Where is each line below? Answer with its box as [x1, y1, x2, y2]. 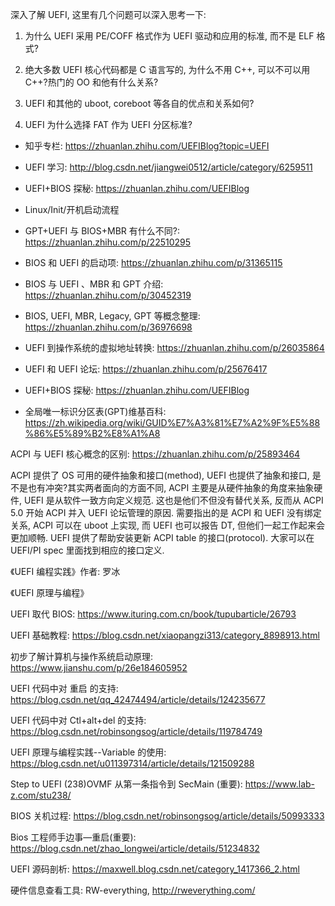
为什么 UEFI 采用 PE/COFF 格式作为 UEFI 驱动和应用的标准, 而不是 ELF [24, 30, 315, 42]
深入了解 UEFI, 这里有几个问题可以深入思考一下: [10, 9, 207, 20]
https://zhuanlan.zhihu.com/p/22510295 [24, 236, 192, 248]
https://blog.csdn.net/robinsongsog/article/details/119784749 [10, 726, 263, 737]
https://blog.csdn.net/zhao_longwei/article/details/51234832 [10, 843, 260, 854]
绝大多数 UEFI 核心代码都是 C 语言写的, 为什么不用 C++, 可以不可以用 [24, 64, 311, 75]
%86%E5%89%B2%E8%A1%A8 [24, 428, 161, 439]
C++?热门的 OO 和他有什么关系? [24, 76, 159, 88]
